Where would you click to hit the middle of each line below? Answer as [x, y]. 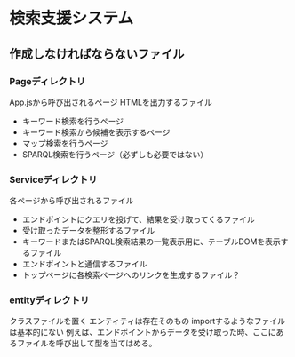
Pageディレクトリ [48, 81]
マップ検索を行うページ [65, 143]
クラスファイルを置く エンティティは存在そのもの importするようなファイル [147, 321]
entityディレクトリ [49, 300]
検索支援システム [72, 18]
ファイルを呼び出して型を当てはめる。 [87, 344]
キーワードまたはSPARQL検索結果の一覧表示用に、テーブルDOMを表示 [151, 242]
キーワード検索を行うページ [73, 121]
